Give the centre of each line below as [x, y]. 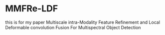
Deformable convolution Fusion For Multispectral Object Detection [73, 27]
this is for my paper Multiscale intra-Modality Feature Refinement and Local [83, 22]
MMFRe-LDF [32, 9]
